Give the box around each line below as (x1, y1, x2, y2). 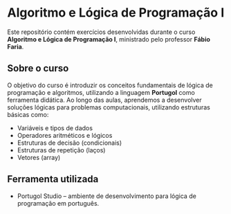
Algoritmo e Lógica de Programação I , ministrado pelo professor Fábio (7, 35, 211, 43)
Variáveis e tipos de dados (17, 123, 93, 132)
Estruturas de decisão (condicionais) (17, 139, 122, 147)
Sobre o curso (7, 62, 69, 74)
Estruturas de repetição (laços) (17, 145, 106, 154)
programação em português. (17, 199, 100, 207)
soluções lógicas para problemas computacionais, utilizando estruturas (7, 102, 211, 112)
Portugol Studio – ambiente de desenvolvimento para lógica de (17, 192, 197, 200)
